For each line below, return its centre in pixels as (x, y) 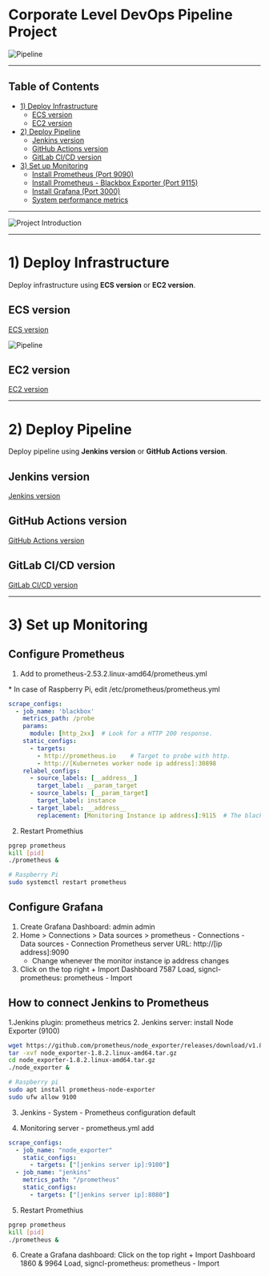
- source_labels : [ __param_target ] (89, 793)
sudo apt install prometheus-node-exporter (82, 1090)
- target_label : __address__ (78, 808)
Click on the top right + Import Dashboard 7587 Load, (108, 969)
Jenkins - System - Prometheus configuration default (108, 1112)
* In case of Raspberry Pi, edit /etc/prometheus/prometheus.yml (114, 689)
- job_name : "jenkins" (53, 1173)
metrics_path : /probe (58, 719)
